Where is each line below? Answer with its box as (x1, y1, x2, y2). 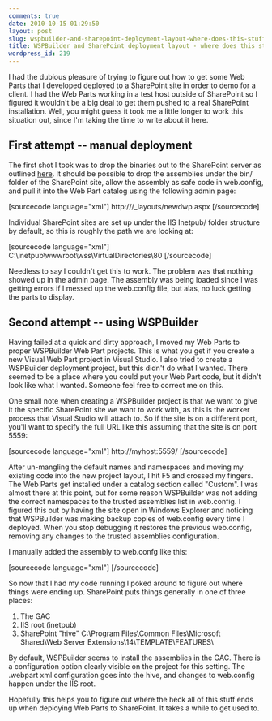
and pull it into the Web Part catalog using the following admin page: (8, 186, 236, 196)
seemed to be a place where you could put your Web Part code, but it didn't (8, 371, 261, 382)
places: (8, 595, 33, 605)
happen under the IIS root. (8, 679, 96, 689)
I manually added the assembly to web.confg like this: (8, 546, 188, 556)
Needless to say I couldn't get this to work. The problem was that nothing (8, 266, 253, 276)
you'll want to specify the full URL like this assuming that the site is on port (8, 421, 257, 431)
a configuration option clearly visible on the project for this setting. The (8, 661, 245, 671)
